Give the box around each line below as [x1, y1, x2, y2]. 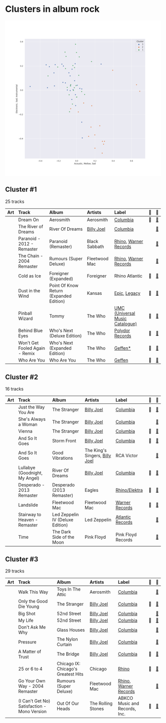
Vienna [18, 428, 33, 434]
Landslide [18, 502, 39, 508]
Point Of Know [49, 282, 79, 288]
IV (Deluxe [52, 517, 74, 522]
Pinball [18, 310, 32, 316]
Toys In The [56, 586, 81, 592]
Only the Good [18, 599, 48, 604]
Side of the [52, 534, 75, 540]
